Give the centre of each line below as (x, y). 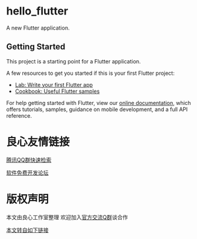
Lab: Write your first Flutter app (54, 84)
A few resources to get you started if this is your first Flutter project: (90, 73)
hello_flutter (37, 11)
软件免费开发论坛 (27, 173)
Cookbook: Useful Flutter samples (57, 91)
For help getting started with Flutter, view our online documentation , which (99, 103)
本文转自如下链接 (27, 230)
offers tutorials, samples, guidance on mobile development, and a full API (97, 109)
